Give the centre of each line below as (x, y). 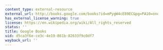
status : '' (16, 27)
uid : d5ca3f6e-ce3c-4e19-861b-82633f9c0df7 (50, 36)
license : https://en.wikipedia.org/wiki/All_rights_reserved (68, 23)
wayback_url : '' (21, 40)
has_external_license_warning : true (42, 18)
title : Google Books (26, 31)
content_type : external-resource (39, 9)
